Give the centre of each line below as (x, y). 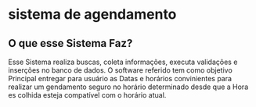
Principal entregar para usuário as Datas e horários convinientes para (120, 78)
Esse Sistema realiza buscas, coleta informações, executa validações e (123, 62)
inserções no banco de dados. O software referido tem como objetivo (120, 70)
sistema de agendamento (92, 14)
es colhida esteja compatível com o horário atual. (87, 95)
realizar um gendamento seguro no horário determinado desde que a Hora (128, 87)
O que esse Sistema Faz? (70, 43)
